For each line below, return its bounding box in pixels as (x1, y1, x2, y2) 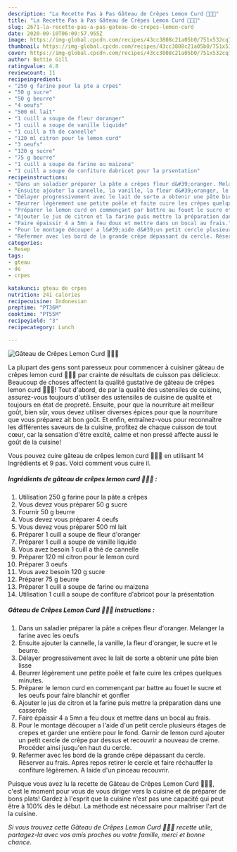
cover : (8, 50, 27, 57)
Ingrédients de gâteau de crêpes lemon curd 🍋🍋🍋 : (8, 475, 158, 483)
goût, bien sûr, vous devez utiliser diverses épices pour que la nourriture (8, 407, 218, 416)
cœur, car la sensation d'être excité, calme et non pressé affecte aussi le (8, 430, 219, 438)
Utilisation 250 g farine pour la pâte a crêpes (18, 492, 148, 501)
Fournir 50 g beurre (18, 507, 75, 516)
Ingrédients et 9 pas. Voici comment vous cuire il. (8, 459, 151, 467)
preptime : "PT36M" (8, 304, 62, 312)
